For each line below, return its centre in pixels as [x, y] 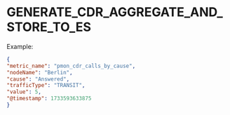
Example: [20, 46]
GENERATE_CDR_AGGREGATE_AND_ [115, 12]
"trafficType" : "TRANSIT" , [46, 86]
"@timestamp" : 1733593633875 [49, 99]
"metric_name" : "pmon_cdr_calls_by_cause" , [71, 66]
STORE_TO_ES [49, 27]
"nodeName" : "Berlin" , [40, 72]
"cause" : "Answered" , [38, 79]
